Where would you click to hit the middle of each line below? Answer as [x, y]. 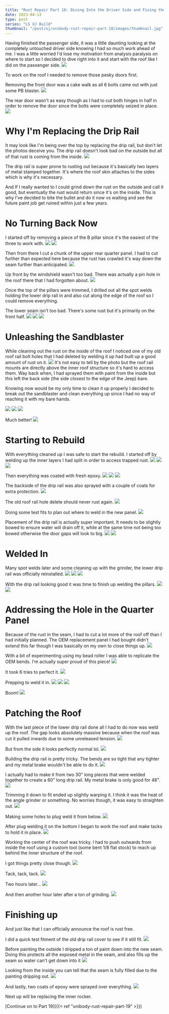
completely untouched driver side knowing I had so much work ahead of [80, 48]
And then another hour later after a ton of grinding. [58, 894]
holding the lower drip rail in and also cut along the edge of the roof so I [79, 295]
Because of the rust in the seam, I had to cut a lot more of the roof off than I [83, 634]
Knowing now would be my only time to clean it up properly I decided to [80, 388]
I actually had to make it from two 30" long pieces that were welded [75, 774]
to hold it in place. [24, 832]
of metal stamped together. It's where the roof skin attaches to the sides [80, 172]
